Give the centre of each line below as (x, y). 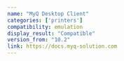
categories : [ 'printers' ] (45, 20)
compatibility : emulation (45, 27)
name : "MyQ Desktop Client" (48, 14)
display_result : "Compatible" (51, 33)
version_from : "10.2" (39, 40)
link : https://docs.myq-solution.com (62, 46)
